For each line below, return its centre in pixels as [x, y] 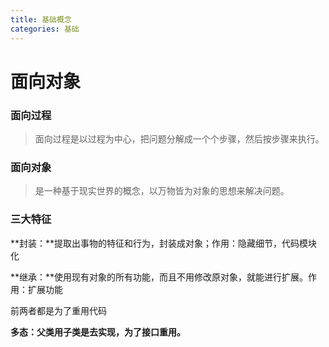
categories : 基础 [45, 29]
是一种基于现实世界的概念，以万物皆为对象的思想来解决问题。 [162, 191]
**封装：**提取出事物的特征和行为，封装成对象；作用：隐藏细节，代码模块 [164, 243]
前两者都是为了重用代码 [58, 310]
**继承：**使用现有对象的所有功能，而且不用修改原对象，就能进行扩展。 [159, 277]
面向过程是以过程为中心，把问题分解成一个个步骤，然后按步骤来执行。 [179, 138]
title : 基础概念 [41, 19]
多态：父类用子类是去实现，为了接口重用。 [98, 332]
